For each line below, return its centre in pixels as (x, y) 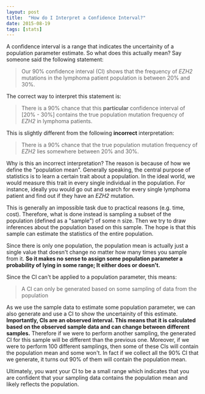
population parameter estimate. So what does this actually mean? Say (94, 53)
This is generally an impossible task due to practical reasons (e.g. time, (95, 208)
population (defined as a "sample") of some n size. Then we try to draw (96, 221)
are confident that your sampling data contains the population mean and (97, 378)
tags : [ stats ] (24, 29)
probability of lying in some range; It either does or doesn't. (83, 265)
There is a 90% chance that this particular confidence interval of (103, 108)
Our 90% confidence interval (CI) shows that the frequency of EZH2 (107, 72)
